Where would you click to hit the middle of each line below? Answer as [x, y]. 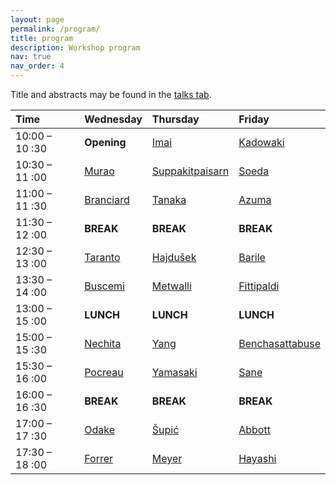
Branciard [107, 199]
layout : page [37, 19]
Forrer [99, 458]
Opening [105, 142]
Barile [252, 257]
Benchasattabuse [279, 343]
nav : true [31, 57]
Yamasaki [174, 372]
